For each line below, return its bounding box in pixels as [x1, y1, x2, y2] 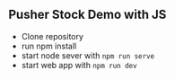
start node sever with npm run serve [21, 49, 155, 61]
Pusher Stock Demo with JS [8, 7, 167, 22]
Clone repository [21, 31, 84, 41]
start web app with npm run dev [21, 59, 137, 70]
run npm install [21, 40, 77, 51]
